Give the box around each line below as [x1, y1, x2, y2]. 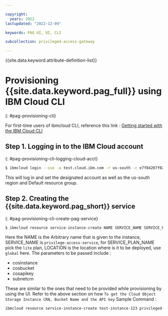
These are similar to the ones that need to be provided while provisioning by [5, 285, 162, 291]
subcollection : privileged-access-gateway [5, 39, 95, 44]
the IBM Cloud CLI [5, 128, 43, 134]
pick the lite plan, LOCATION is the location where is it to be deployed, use [5, 245, 161, 251]
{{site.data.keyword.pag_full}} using [5, 86, 162, 97]
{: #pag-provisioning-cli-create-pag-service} [5, 215, 98, 221]
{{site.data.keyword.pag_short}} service [5, 202, 136, 211]
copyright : [5, 12, 28, 17]
